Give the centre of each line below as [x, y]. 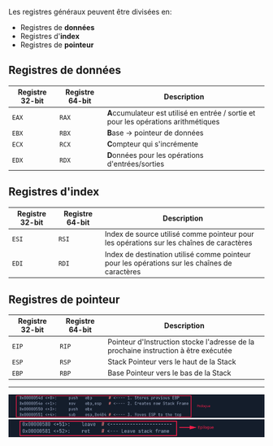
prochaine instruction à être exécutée [170, 350]
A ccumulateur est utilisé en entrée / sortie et [181, 112]
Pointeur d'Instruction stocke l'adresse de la [181, 342]
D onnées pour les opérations [155, 155]
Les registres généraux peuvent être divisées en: [90, 12]
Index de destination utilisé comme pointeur [178, 254]
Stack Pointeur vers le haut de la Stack [172, 361]
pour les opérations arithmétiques [163, 121]
